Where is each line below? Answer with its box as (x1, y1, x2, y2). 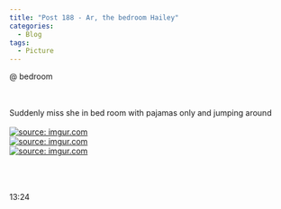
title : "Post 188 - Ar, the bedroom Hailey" (9, 13, 179, 22)
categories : (9, 22, 54, 30)
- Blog (17, 30, 42, 39)
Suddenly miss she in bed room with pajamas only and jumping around (9, 108, 272, 118)
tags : (9, 38, 30, 48)
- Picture (17, 47, 54, 56)
